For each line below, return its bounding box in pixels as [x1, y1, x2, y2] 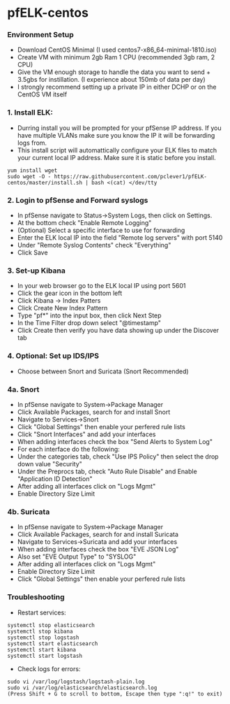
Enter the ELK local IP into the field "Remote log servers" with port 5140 [17, 234, 223, 242]
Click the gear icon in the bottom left [17, 289, 123, 298]
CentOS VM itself [17, 90, 68, 99]
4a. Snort [7, 385, 40, 394]
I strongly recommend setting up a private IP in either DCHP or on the [17, 82, 217, 92]
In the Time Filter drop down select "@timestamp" [17, 319, 162, 327]
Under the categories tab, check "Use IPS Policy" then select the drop [17, 452, 219, 461]
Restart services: [17, 608, 66, 617]
